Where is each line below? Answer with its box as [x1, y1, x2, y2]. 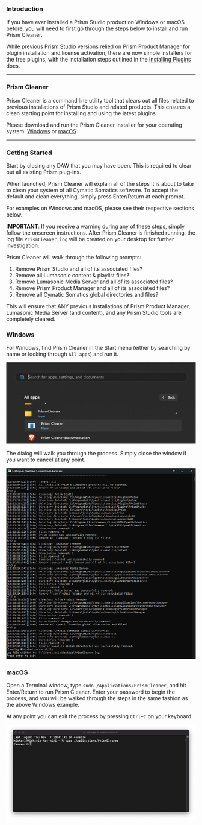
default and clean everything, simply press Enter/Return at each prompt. [6, 192, 185, 200]
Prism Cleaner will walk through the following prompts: [6, 253, 142, 261]
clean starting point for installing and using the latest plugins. [6, 109, 158, 116]
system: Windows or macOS [6, 127, 76, 134]
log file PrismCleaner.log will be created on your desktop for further [6, 235, 174, 242]
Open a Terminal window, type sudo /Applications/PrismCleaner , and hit [6, 681, 186, 689]
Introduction [6, 5, 43, 13]
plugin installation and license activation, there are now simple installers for [6, 49, 192, 57]
